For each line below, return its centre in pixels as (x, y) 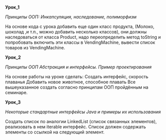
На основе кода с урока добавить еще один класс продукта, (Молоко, (80, 26)
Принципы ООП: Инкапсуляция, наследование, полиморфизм (71, 17)
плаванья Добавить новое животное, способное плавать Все (70, 82)
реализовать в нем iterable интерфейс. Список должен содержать (76, 127)
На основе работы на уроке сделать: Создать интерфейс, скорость (77, 76)
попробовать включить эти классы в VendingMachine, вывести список (80, 42)
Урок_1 (12, 7)
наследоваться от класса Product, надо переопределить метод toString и (83, 37)
